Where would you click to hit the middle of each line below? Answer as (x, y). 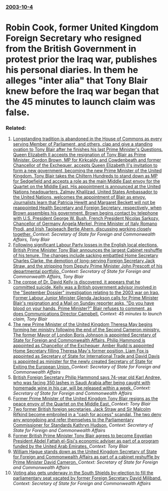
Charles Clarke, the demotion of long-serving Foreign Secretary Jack (84, 261)
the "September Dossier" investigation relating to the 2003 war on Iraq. (86, 292)
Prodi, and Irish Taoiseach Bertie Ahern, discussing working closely (82, 229)
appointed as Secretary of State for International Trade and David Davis (86, 356)
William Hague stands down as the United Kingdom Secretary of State (85, 452)
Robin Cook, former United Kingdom (82, 28)
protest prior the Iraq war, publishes (82, 60)
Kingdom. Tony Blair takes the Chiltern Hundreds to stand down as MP (85, 176)
